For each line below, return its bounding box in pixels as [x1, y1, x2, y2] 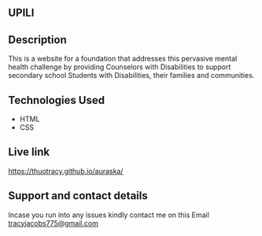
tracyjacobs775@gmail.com [8, 218, 98, 227]
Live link [8, 146, 50, 159]
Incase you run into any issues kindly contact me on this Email [8, 210, 210, 219]
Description [8, 33, 67, 46]
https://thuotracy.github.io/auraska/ [8, 166, 124, 175]
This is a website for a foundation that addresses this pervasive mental [8, 54, 238, 64]
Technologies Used [8, 94, 105, 107]
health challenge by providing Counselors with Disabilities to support [8, 62, 231, 72]
